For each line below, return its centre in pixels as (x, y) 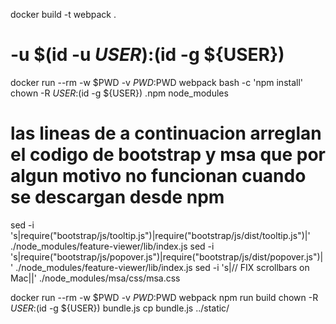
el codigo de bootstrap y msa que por (168, 155)
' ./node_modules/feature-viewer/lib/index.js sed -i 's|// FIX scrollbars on (160, 267)
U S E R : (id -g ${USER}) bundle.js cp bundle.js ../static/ (120, 308)
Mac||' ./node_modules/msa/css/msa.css (95, 278)
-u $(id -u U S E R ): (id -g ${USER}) (147, 55)
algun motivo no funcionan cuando (158, 176)
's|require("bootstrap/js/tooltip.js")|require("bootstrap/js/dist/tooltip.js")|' (160, 235)
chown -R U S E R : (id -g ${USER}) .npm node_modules (119, 93)
